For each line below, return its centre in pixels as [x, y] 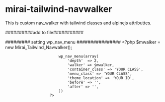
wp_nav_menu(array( [79, 56]
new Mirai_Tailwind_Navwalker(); [39, 47]
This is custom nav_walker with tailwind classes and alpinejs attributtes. [78, 23]
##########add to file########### [44, 32]
